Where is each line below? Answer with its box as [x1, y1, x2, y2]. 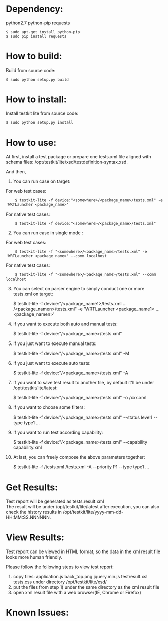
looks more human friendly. [6, 554, 62, 560]
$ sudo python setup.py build [6, 77, 69, 82]
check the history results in [6, 509, 62, 515]
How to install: [6, 94, 67, 105]
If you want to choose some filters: [13, 404, 85, 410]
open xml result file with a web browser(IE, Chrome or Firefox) [13, 589, 142, 595]
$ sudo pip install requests [6, 34, 67, 39]
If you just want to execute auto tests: [13, 360, 91, 366]
